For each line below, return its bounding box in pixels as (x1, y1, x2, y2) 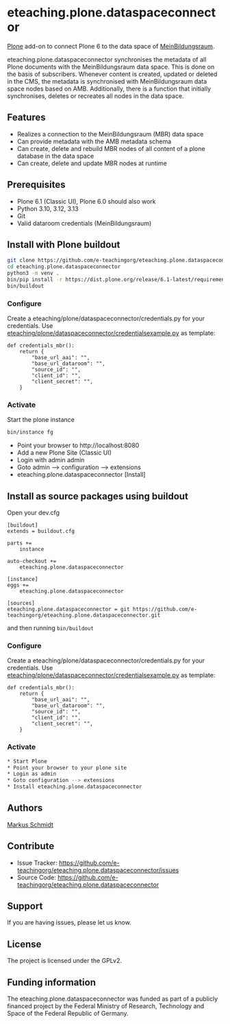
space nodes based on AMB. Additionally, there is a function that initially (7, 84, 212, 93)
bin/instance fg (7, 429, 53, 436)
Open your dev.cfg (7, 509, 60, 517)
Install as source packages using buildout (7, 490, 188, 502)
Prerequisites (7, 179, 66, 191)
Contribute (7, 840, 55, 852)
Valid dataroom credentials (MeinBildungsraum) (16, 219, 152, 227)
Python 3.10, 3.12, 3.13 (16, 204, 79, 213)
